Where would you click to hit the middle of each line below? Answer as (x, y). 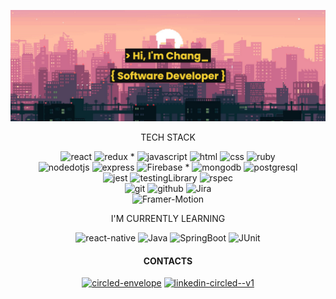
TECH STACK (168, 137)
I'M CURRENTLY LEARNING (168, 219)
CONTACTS (168, 261)
